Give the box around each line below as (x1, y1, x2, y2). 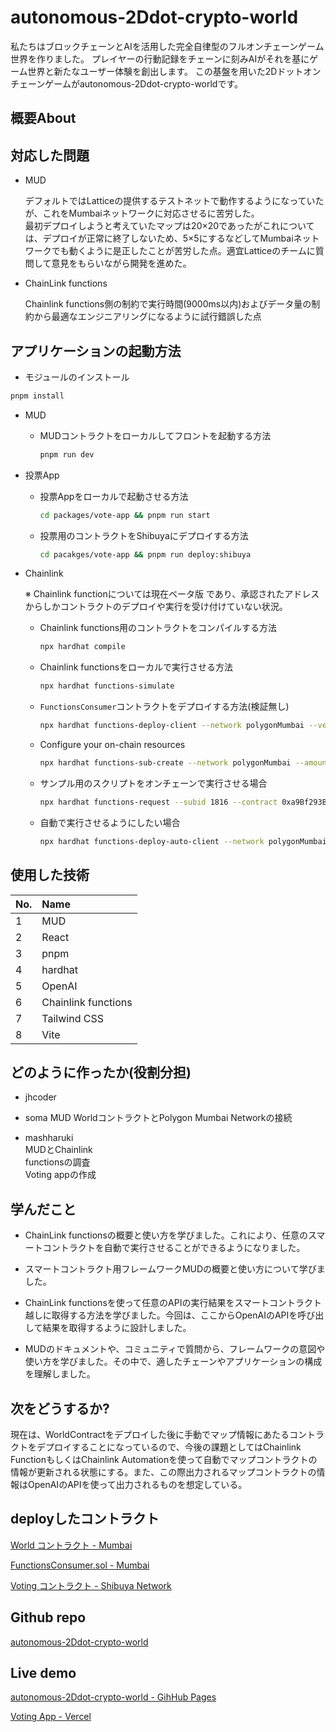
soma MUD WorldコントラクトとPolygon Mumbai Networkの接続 (24, 1112, 293, 1124)
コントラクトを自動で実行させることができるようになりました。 (42, 1242, 306, 1254)
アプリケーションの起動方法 (10, 342, 182, 360)
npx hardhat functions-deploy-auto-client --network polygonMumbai (39, 836, 327, 846)
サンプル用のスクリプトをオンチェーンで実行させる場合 (39, 777, 268, 789)
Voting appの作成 (24, 1169, 97, 1181)
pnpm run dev (39, 449, 95, 460)
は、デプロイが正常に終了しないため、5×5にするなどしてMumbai (24, 232, 294, 245)
